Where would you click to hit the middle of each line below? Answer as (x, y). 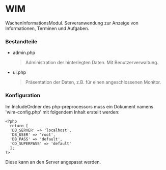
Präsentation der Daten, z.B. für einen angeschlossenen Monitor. (93, 82)
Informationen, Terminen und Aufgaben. (47, 28)
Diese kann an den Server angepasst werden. (53, 162)
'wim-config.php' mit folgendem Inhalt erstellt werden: (62, 112)
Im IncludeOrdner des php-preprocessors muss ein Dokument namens (79, 106)
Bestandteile (21, 41)
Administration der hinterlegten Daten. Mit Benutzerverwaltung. (92, 63)
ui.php (19, 72)
